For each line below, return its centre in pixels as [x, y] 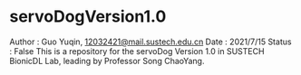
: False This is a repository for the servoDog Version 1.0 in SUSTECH [137, 51]
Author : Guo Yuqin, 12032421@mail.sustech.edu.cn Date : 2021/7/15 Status [150, 42]
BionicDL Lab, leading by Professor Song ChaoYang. [107, 61]
